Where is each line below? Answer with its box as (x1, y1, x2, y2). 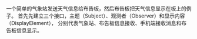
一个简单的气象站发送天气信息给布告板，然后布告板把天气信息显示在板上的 (6, 5, 186, 12)
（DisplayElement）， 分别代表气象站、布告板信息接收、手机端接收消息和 (6, 20, 182, 26)
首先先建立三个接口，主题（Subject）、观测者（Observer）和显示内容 (17, 12, 185, 19)
